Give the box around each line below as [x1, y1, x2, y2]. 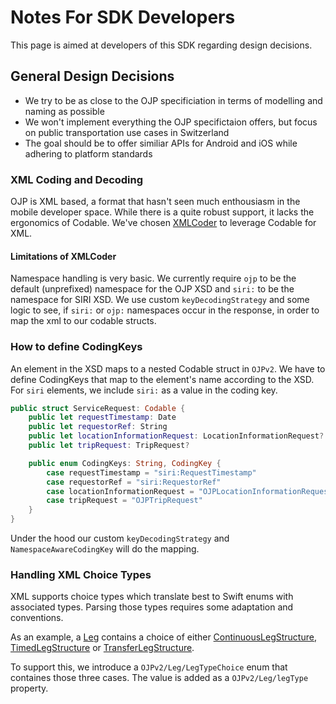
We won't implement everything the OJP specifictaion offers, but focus [24, 116, 318, 128]
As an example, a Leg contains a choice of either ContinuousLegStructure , [10, 631, 317, 643]
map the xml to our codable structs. [10, 315, 157, 327]
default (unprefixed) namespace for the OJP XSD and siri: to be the [10, 283, 295, 295]
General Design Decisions [10, 68, 175, 85]
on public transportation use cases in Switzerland [24, 126, 230, 138]
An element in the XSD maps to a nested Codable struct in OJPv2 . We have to [10, 362, 326, 375]
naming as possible [24, 105, 105, 117]
